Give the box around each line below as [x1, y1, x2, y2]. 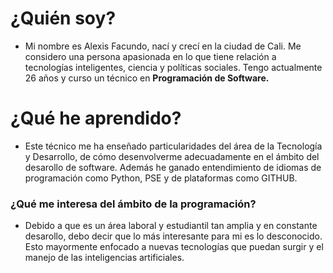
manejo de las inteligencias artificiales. [24, 252, 185, 264]
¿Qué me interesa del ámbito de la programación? [10, 197, 257, 211]
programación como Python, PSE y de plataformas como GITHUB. [24, 172, 298, 184]
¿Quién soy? [10, 7, 117, 30]
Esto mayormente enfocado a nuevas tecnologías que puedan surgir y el [24, 241, 324, 253]
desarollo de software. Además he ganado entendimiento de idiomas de [24, 161, 322, 173]
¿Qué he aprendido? [10, 107, 182, 130]
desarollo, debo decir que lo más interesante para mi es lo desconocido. [24, 230, 323, 242]
